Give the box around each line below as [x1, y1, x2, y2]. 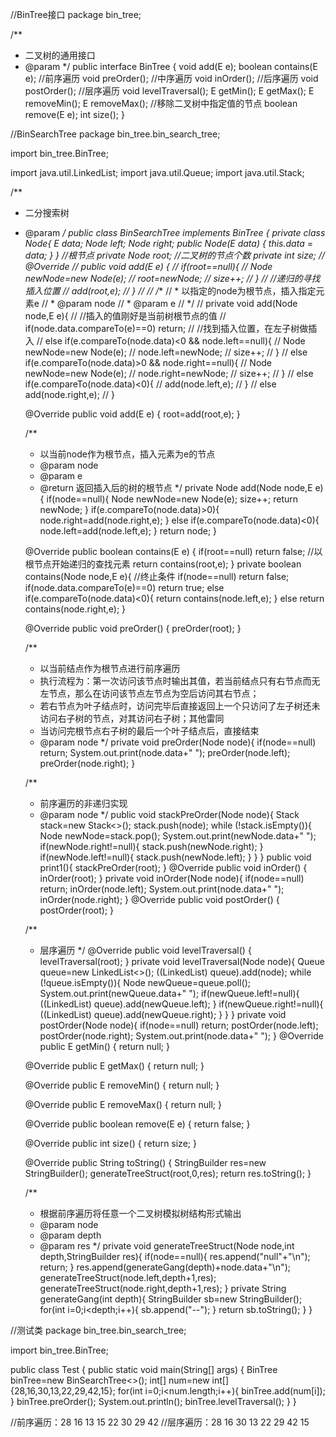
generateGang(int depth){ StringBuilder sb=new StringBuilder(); [39, 1293, 303, 1305]
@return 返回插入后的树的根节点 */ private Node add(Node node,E [39, 482, 313, 493]
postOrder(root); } [39, 904, 115, 916]
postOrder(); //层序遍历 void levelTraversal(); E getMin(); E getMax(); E [24, 85, 315, 97]
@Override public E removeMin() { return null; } [24, 1079, 220, 1091]
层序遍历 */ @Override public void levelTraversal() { [39, 944, 252, 956]
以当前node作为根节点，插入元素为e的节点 [39, 448, 216, 460]
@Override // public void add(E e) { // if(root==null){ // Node [24, 261, 273, 272]
